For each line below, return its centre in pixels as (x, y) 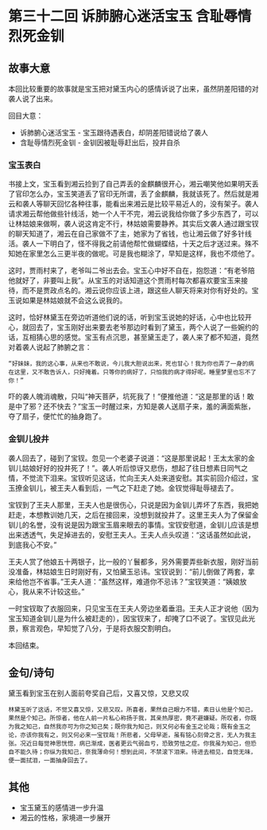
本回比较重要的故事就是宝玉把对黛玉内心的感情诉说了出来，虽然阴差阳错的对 (133, 89)
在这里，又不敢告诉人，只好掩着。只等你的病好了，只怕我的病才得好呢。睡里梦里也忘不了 (132, 372)
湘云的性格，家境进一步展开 (65, 818)
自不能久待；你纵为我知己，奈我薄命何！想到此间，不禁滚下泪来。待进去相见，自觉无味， (132, 752)
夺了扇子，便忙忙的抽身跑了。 (57, 417)
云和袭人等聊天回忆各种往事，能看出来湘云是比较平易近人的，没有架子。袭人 (133, 204)
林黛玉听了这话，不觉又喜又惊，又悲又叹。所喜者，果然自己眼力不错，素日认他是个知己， (132, 710)
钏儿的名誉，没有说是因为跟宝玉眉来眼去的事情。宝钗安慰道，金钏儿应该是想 (133, 525)
